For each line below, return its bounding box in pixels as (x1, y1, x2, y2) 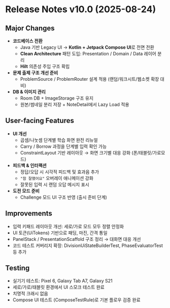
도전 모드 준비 (12, 188, 40, 194)
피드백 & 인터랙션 (12, 162, 47, 168)
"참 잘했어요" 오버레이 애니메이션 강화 (20, 175, 94, 181)
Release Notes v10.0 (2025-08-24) (5, 4, 156, 15)
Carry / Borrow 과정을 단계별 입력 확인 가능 (20, 143, 107, 149)
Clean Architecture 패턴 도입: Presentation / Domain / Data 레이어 (20, 51, 156, 56)
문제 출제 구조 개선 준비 (12, 70, 58, 76)
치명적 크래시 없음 (12, 291, 48, 297)
